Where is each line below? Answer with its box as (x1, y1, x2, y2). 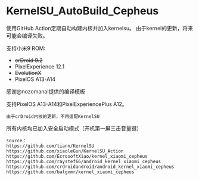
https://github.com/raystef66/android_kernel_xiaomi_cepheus (6, 158, 161, 164)
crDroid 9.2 (14, 57, 43, 64)
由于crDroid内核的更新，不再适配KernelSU (6, 113, 100, 120)
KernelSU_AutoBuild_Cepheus (6, 4, 159, 18)
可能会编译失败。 (6, 32, 48, 39)
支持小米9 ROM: (6, 45, 46, 52)
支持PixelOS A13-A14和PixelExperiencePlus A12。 (6, 100, 128, 108)
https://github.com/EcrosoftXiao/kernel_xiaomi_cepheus (6, 153, 148, 159)
